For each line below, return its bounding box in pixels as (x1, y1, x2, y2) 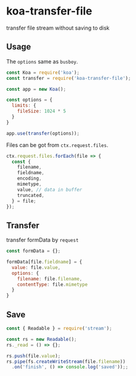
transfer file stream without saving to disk (6, 24, 110, 31)
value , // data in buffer (17, 186, 83, 193)
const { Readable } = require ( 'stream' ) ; (6, 325, 112, 331)
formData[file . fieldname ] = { (6, 259, 83, 265)
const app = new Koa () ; (6, 86, 66, 92)
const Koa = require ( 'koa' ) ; (6, 70, 80, 76)
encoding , (17, 175, 42, 182)
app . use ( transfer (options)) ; (6, 130, 80, 137)
